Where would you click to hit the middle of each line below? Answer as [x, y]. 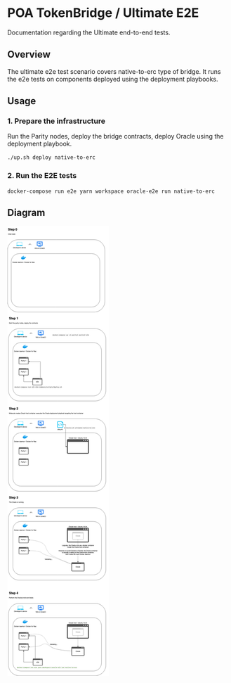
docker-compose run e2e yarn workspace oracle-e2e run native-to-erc [111, 191]
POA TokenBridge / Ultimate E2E [103, 13]
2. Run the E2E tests [42, 176]
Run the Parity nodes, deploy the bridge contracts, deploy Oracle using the [115, 136]
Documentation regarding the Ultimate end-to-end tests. [89, 32]
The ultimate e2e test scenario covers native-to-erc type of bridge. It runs [114, 71]
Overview [29, 55]
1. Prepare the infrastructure [57, 121]
